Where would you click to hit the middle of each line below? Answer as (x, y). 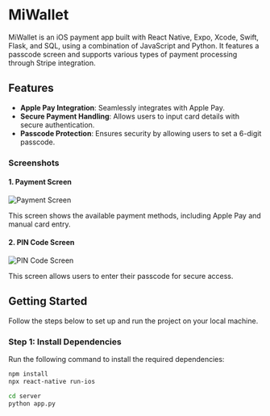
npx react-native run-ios (52, 382)
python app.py (32, 404)
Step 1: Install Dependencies (65, 342)
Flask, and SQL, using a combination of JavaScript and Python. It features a (134, 45)
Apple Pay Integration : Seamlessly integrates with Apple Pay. (123, 107)
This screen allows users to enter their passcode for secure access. (121, 277)
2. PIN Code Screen (42, 243)
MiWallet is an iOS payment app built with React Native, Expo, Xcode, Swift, (134, 37)
